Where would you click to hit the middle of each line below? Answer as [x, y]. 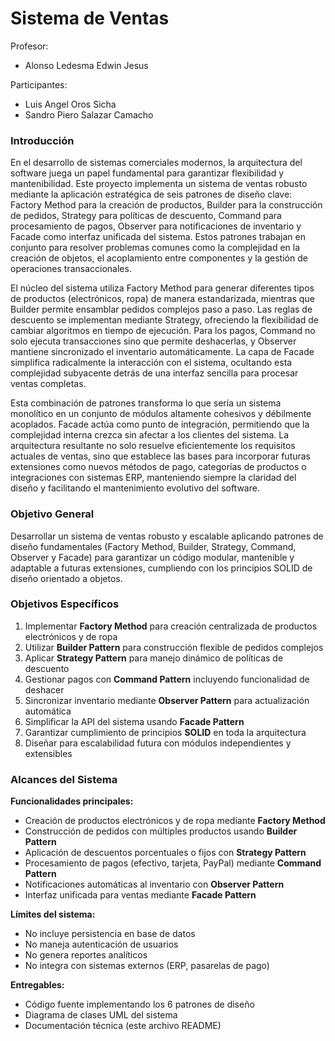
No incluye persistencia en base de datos [110, 934]
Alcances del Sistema [64, 779]
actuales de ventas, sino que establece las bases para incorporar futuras [161, 456]
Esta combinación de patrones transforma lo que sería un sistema [146, 403]
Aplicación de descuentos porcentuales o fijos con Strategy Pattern [165, 853]
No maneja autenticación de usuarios [101, 944]
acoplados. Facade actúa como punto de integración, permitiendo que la [160, 424]
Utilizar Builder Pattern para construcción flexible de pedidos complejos [174, 647]
